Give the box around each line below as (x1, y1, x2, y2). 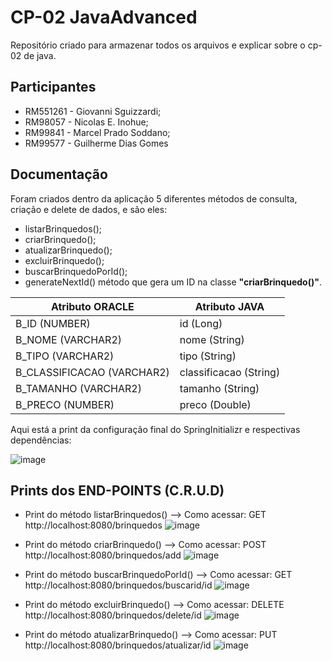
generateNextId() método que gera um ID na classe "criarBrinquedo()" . (24, 276, 322, 288)
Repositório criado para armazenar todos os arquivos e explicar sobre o (10, 39, 306, 51)
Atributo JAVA (194, 299, 265, 313)
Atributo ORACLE (50, 299, 135, 313)
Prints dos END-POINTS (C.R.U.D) (10, 482, 225, 499)
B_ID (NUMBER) (15, 316, 91, 330)
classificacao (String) (179, 365, 281, 379)
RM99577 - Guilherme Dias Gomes (24, 137, 169, 149)
